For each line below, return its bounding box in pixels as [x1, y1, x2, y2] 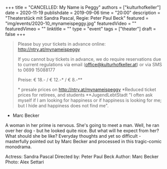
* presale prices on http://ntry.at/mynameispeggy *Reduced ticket [17, 87, 156, 93]
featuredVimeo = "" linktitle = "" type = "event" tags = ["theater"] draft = [5, 26, 156, 32]
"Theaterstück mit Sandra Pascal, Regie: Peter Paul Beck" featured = [5, 15, 149, 21]
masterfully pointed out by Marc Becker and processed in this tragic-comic [5, 139, 162, 144]
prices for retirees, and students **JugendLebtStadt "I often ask [17, 92, 153, 98]
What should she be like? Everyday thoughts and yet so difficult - [5, 133, 141, 139]
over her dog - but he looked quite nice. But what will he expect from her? [5, 128, 159, 134]
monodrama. [5, 144, 32, 150]
